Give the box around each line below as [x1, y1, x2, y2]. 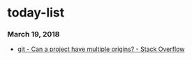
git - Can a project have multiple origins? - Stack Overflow [17, 45, 185, 53]
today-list [7, 5, 65, 21]
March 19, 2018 [7, 30, 60, 39]
